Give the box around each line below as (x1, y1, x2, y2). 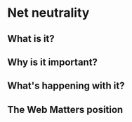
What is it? (7, 33, 55, 45)
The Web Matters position (7, 103, 124, 116)
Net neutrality (7, 5, 90, 21)
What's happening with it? (7, 80, 125, 92)
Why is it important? (7, 56, 98, 68)
